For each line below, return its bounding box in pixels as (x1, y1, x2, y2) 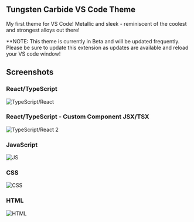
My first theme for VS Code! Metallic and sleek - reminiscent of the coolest (6, 20, 187, 27)
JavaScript (6, 141, 38, 149)
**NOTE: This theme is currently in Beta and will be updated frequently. (6, 37, 180, 45)
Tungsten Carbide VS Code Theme (6, 5, 136, 15)
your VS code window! (6, 50, 61, 57)
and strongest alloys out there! (6, 26, 80, 33)
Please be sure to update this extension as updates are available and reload (6, 44, 189, 51)
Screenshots (6, 67, 54, 77)
